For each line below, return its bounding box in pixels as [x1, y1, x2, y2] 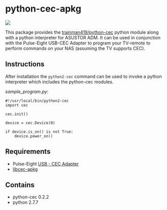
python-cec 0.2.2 [12, 194, 49, 200]
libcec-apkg [12, 166, 38, 172]
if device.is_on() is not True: [5, 129, 73, 134]
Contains [5, 180, 34, 189]
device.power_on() [14, 133, 53, 139]
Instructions [5, 60, 45, 69]
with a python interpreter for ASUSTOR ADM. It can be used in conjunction [5, 34, 161, 40]
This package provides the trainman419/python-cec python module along [5, 29, 159, 35]
